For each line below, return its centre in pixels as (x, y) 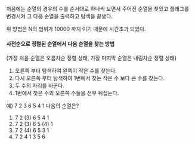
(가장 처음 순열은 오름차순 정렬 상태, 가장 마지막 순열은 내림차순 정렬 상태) (92, 58)
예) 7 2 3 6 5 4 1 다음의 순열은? (43, 106)
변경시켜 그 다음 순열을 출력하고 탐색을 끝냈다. (60, 16)
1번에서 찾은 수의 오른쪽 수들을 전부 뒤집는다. (67, 93)
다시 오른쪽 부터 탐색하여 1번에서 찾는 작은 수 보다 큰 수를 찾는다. (90, 78)
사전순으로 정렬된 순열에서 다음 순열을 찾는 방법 (61, 44)
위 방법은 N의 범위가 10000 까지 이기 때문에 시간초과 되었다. (76, 29)
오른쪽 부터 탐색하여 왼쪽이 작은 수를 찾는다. (66, 71)
